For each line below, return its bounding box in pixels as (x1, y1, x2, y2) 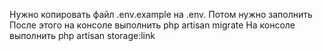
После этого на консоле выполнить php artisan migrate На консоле (9, 19, 296, 31)
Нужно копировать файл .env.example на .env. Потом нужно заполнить (9, 9, 313, 20)
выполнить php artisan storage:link (9, 30, 156, 41)
